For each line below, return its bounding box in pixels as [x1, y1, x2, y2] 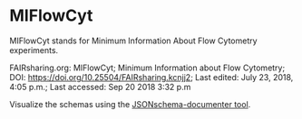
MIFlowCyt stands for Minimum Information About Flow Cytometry [9, 35, 258, 46]
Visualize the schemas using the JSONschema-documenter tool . [9, 98, 251, 109]
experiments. [9, 44, 59, 55]
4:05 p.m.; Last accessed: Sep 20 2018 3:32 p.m [9, 81, 191, 92]
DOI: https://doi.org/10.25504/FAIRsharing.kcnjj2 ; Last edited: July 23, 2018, [9, 71, 294, 82]
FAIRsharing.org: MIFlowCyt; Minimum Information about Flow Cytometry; [9, 62, 286, 73]
